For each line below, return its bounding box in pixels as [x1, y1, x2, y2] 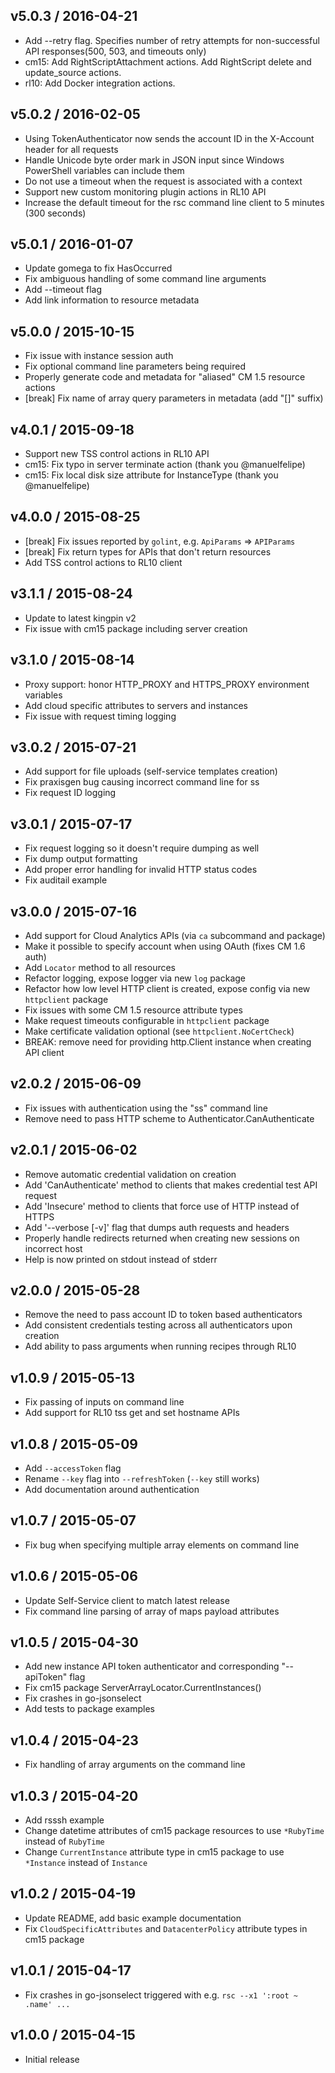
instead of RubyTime [24, 1835, 105, 1848]
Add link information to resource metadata [24, 294, 200, 306]
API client [24, 1046, 65, 1058]
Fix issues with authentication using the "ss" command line [24, 1102, 268, 1114]
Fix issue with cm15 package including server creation [24, 622, 248, 634]
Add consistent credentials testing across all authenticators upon [24, 1319, 293, 1331]
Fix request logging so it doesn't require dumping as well [24, 842, 260, 854]
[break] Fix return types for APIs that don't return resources [24, 545, 272, 558]
